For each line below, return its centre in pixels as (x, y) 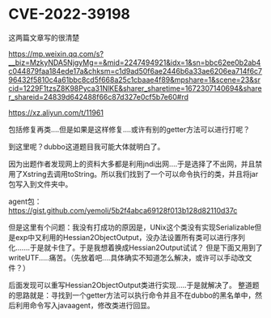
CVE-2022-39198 (70, 14)
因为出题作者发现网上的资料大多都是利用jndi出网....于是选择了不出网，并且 (132, 164)
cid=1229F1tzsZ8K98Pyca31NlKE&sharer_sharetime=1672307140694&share (135, 88)
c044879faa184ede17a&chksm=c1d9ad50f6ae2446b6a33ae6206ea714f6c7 (135, 71)
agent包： (25, 201)
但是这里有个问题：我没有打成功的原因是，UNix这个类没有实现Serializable (131, 227)
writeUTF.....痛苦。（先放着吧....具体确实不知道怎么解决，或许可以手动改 (127, 257)
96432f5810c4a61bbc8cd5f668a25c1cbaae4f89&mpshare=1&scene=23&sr (135, 79)
